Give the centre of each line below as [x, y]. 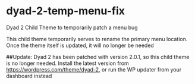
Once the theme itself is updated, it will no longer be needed [80, 45]
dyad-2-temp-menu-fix [65, 11]
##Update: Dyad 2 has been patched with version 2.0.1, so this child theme [98, 57]
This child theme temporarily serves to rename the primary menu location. [97, 39]
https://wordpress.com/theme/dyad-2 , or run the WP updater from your [94, 69]
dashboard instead [29, 76]
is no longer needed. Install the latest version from [67, 63]
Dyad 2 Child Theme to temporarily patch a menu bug [72, 27]
